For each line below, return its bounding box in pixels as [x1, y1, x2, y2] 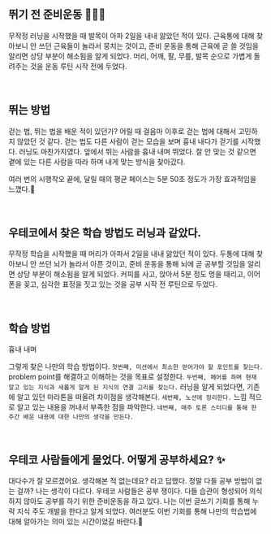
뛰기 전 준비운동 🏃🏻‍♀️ [8, 7, 106, 22]
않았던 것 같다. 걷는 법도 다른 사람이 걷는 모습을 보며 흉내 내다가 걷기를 [16, 137, 239, 146]
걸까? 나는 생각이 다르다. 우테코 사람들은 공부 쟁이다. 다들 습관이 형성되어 [16, 486, 247, 496]
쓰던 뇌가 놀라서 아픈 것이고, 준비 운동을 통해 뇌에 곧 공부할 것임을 [38, 259, 246, 269]
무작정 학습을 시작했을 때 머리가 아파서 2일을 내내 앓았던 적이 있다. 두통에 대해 [8, 249, 255, 258]
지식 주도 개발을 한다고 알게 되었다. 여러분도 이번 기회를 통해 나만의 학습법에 [16, 506, 257, 516]
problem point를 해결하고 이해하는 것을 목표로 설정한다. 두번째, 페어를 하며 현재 [8, 372, 257, 382]
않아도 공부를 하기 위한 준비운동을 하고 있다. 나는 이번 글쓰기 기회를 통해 [23, 497, 251, 506]
